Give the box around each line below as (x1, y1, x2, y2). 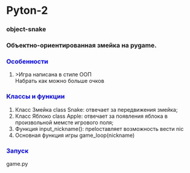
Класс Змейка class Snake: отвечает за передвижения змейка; (14, 106, 178, 113)
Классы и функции (6, 93, 65, 101)
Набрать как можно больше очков (14, 77, 104, 85)
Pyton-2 (6, 4, 48, 17)
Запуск (6, 147, 29, 155)
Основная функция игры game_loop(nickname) (14, 132, 135, 139)
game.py (6, 160, 28, 167)
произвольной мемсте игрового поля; (14, 118, 114, 126)
